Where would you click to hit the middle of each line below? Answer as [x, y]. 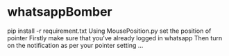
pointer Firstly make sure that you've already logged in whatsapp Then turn [115, 38]
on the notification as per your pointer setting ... [75, 45]
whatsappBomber [60, 12]
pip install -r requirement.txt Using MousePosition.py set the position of [109, 31]
